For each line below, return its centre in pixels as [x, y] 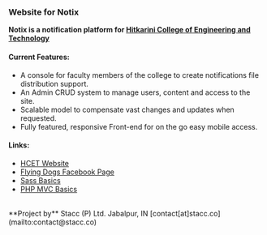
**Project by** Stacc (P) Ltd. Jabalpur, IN [78, 213]
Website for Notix [44, 12]
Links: [19, 145]
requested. [38, 118]
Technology [29, 38]
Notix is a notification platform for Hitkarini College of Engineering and [130, 30]
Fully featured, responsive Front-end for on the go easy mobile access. [139, 126]
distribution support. [54, 83]
